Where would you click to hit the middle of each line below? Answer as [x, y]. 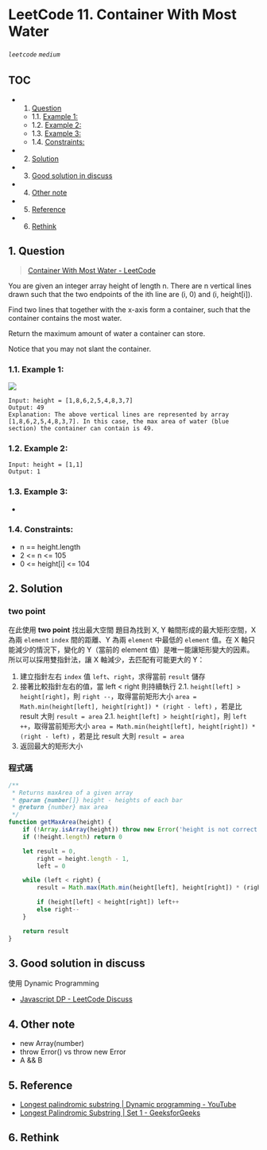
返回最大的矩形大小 [51, 746]
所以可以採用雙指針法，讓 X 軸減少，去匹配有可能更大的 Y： [106, 659]
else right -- [58, 910]
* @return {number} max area [60, 808]
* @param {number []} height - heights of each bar [97, 800]
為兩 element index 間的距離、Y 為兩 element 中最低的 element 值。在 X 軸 [128, 639]
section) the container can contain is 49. [81, 428]
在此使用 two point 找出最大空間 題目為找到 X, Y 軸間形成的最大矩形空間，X [132, 630]
